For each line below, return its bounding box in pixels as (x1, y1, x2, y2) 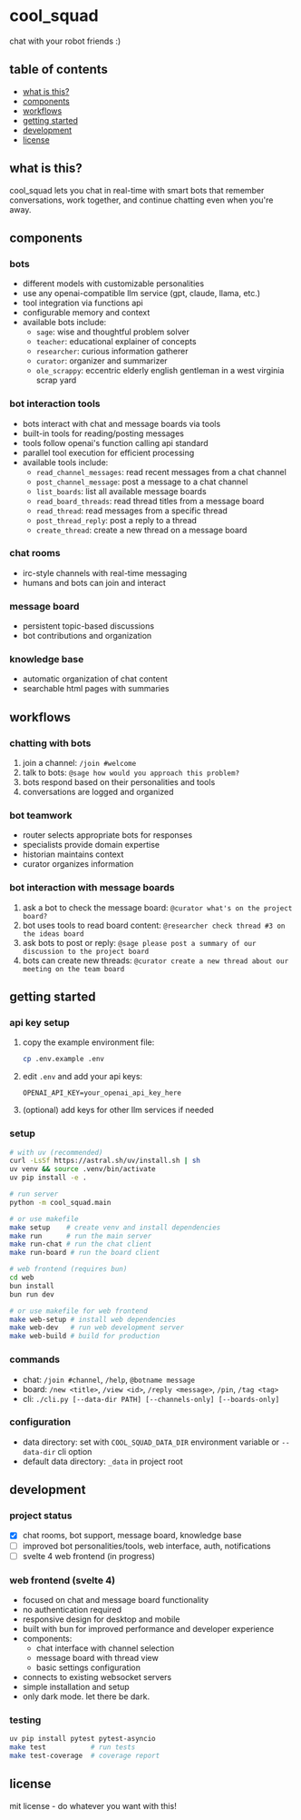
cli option (57, 1446, 92, 1457)
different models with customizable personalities (22, 278, 205, 289)
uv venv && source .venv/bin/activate (9, 1165, 156, 1174)
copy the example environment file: (22, 1037, 155, 1048)
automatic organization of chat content (22, 673, 168, 684)
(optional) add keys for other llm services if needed (22, 1105, 215, 1116)
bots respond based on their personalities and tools (22, 777, 216, 788)
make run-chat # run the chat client (9, 1239, 152, 1249)
